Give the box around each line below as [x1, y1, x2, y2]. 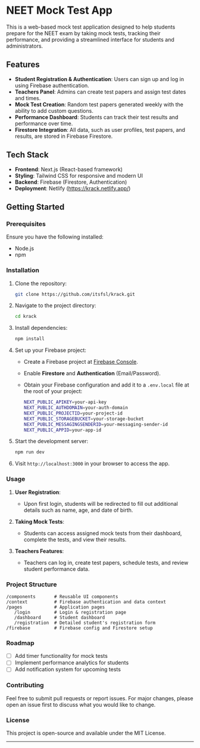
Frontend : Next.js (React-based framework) [14, 165, 123, 173]
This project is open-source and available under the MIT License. [6, 729, 166, 737]
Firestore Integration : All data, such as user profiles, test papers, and [14, 126, 186, 133]
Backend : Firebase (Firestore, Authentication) [14, 178, 127, 186]
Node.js [14, 245, 35, 252]
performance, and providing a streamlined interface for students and [6, 36, 174, 43]
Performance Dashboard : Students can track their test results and [14, 113, 179, 120]
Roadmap [6, 639, 35, 647]
